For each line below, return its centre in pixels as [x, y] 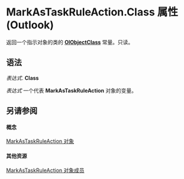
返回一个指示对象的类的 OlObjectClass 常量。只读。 [70, 42]
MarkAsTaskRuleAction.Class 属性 [92, 12]
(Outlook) [30, 25]
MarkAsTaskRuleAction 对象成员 [45, 170]
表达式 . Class [22, 78]
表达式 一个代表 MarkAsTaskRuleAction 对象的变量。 [72, 90]
